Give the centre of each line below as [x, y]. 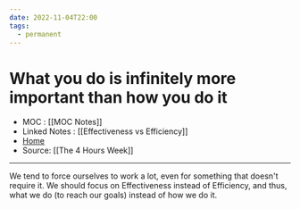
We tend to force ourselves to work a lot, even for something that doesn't [144, 176]
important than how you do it [118, 97]
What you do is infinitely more [123, 78]
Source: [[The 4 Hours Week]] [78, 150]
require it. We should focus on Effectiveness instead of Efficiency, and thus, [148, 186]
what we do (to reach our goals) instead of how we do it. [113, 195]
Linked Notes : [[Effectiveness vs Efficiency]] [105, 131]
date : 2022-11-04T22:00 [54, 17]
